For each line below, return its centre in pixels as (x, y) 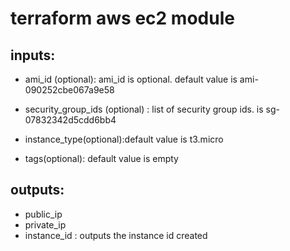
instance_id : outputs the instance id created (116, 235)
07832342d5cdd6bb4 (70, 120)
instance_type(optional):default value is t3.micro (124, 139)
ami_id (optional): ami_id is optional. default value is (131, 79)
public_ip (43, 214)
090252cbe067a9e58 (69, 90)
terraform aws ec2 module (122, 18)
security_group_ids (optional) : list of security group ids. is (144, 109)
